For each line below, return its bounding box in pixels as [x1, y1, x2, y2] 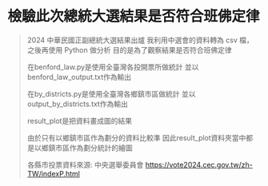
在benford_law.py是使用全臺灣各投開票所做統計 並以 [26, 61, 199, 72]
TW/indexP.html [26, 168, 81, 178]
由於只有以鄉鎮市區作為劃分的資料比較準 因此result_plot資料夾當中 [26, 133, 246, 142]
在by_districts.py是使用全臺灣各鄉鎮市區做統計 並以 [26, 89, 196, 98]
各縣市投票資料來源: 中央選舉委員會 [26, 160, 144, 169]
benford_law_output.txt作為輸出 [26, 72, 132, 81]
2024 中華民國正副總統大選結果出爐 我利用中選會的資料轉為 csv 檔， [26, 35, 254, 45]
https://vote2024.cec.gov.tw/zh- [145, 160, 254, 169]
